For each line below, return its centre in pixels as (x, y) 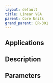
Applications (25, 42)
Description (23, 59)
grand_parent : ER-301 (27, 23)
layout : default (21, 9)
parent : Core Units (25, 18)
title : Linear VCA (23, 14)
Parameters (23, 76)
